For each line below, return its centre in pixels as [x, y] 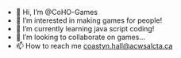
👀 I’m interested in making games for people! [89, 20]
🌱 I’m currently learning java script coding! [85, 29]
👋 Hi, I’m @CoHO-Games [56, 12]
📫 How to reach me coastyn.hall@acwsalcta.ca [94, 46]
